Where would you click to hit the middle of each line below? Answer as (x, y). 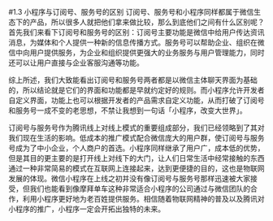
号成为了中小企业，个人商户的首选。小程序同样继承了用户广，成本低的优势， (136, 148)
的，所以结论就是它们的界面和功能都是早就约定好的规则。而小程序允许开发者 (136, 90)
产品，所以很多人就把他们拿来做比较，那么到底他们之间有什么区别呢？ (147, 22)
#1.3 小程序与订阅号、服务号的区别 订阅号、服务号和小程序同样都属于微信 (131, 12)
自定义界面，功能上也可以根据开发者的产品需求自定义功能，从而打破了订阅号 (136, 100)
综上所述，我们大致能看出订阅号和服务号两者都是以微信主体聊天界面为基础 (133, 80)
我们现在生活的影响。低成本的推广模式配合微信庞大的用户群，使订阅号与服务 (136, 138)
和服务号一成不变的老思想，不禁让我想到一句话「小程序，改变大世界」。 (128, 110)
